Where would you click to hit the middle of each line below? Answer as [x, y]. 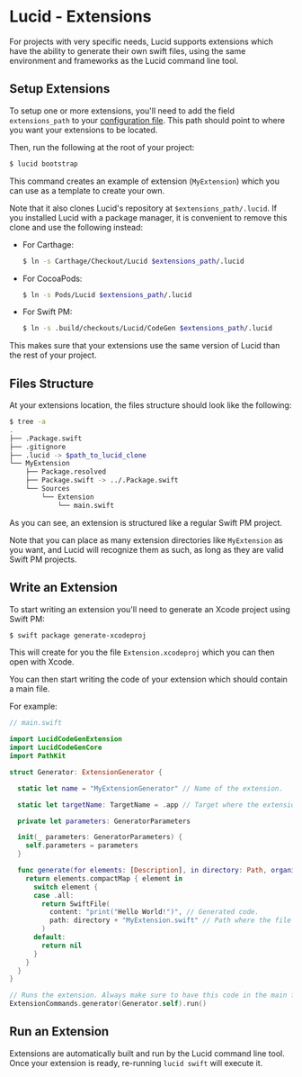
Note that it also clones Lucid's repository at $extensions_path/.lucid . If [143, 208]
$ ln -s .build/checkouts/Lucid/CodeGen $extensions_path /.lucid [147, 329]
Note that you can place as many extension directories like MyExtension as [146, 540]
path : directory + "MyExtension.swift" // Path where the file [170, 920]
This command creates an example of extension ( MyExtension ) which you [145, 181]
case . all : [53, 895]
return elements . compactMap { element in [104, 878]
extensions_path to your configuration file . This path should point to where [147, 120]
